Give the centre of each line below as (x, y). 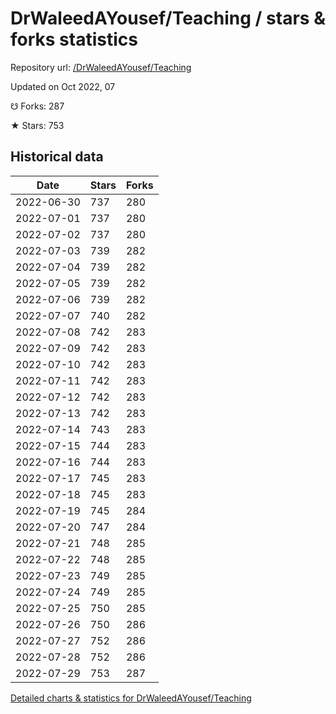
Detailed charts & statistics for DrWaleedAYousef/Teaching (131, 698)
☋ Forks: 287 (37, 106)
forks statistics (74, 39)
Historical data (57, 157)
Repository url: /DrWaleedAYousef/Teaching (101, 67)
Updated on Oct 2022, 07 (63, 86)
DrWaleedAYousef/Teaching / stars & (168, 18)
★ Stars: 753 (37, 125)
